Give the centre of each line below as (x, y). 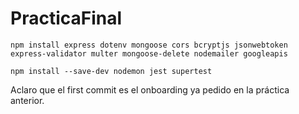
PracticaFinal (66, 18)
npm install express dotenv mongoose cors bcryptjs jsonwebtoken (149, 45)
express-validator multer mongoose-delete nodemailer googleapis (149, 53)
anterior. (27, 100)
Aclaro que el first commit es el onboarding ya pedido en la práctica (150, 89)
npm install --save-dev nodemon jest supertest (111, 71)
